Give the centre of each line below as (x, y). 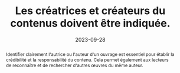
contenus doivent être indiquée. (90, 23)
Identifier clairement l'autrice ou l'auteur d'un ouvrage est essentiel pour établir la (90, 54)
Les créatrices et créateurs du (90, 11)
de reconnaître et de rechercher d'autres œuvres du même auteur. (74, 65)
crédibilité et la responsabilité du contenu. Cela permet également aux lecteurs (87, 60)
